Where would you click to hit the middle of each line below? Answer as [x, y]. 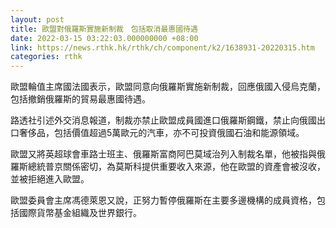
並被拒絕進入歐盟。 [50, 179]
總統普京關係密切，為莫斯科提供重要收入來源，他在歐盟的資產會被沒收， [176, 167]
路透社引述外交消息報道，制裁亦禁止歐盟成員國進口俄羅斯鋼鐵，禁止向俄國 [163, 120]
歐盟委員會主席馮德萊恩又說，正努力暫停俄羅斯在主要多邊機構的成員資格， [163, 200]
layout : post [37, 19]
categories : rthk [46, 57]
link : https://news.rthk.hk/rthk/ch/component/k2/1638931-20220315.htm [162, 47]
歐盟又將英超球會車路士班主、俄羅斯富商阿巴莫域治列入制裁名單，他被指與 [163, 154]
